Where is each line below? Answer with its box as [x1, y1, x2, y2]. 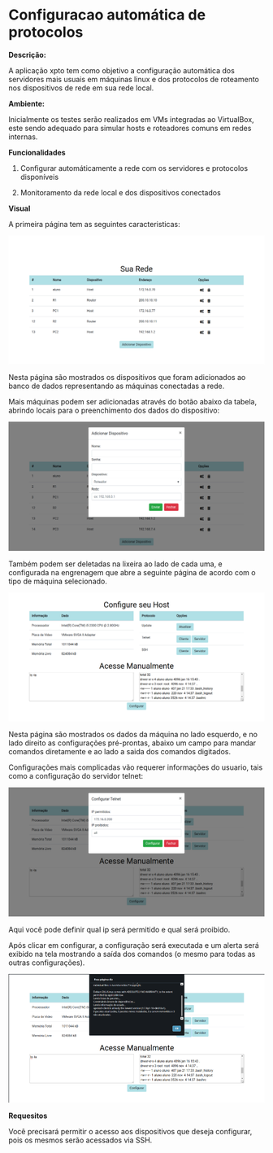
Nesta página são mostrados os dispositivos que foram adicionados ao [8, 373, 246, 382]
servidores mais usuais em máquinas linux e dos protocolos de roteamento [8, 74, 260, 84]
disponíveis [19, 172, 59, 181]
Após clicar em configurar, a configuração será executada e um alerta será [8, 940, 259, 950]
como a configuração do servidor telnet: [8, 771, 144, 781]
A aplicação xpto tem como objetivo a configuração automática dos [8, 65, 236, 75]
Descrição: [8, 50, 46, 59]
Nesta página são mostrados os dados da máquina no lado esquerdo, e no [8, 730, 258, 740]
